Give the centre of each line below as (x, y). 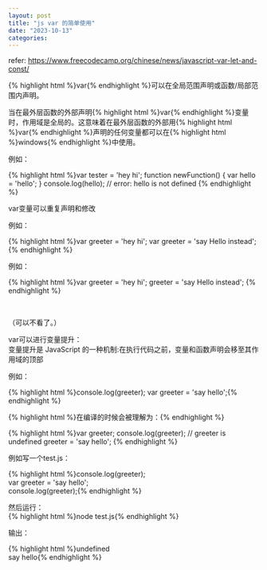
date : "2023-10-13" (41, 30)
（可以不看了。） (35, 323)
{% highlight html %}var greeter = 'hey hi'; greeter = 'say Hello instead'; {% (132, 282)
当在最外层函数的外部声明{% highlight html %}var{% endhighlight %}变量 (129, 112)
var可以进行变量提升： (45, 340)
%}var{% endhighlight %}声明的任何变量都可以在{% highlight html (117, 132)
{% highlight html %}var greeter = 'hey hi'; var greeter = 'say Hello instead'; (132, 242)
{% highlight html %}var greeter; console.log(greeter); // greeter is (117, 433)
